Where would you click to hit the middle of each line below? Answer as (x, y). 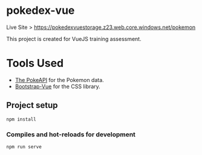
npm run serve (24, 147)
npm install (21, 119)
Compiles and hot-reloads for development (71, 134)
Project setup (32, 105)
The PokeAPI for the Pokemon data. (59, 80)
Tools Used (35, 63)
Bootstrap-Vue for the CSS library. (58, 86)
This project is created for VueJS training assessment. (74, 39)
